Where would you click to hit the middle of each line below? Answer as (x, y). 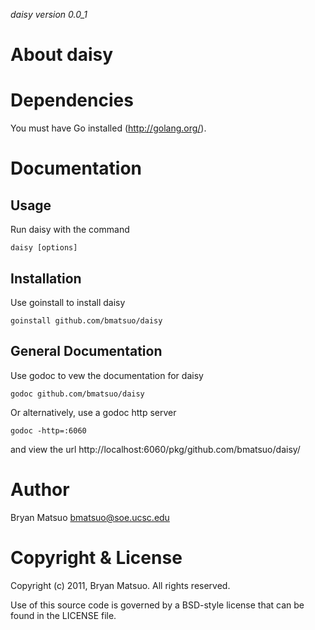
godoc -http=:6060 (48, 430)
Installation (46, 278)
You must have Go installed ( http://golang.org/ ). (108, 128)
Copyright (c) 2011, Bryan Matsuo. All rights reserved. (120, 585)
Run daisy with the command (70, 230)
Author (40, 489)
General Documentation (86, 351)
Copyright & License (96, 557)
